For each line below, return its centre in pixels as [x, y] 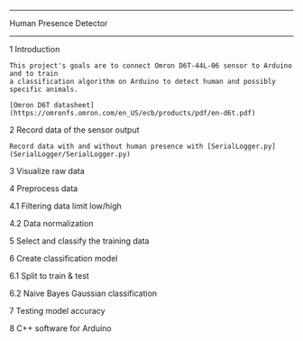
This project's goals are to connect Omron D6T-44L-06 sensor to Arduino [151, 66]
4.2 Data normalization [51, 223]
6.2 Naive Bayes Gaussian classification [83, 293]
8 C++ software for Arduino [60, 328]
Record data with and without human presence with [106, 146]
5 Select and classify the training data [79, 241]
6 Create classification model [64, 258]
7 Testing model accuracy [57, 311]
